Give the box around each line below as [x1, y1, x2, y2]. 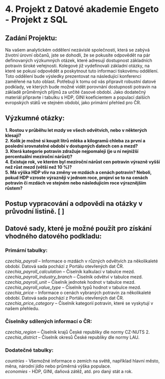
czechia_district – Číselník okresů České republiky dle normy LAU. [5, 334, 140, 340]
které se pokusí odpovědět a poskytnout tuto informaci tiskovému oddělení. [5, 68, 159, 74]
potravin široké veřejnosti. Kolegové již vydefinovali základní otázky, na [5, 63, 150, 68]
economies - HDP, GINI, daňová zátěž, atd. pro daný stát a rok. [5, 369, 133, 375]
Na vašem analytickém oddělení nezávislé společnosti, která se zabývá [5, 47, 150, 53]
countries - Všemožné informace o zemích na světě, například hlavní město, [5, 358, 160, 364]
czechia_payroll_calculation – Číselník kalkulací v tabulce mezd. [5, 268, 135, 274]
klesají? [5, 132, 21, 138]
